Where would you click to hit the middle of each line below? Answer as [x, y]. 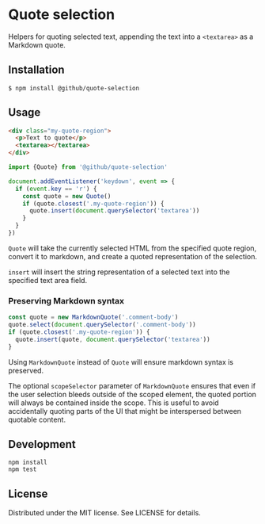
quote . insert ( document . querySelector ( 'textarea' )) [114, 211]
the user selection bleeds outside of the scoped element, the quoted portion [132, 394]
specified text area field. [48, 280]
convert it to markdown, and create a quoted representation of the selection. [132, 256]
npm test [23, 469]
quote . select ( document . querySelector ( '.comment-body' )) [102, 325]
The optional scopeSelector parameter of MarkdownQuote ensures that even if [132, 385]
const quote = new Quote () [67, 196]
